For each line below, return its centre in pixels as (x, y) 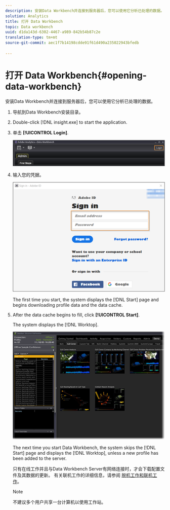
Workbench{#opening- (97, 75)
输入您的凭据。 (28, 174)
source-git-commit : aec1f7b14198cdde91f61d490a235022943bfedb (72, 43)
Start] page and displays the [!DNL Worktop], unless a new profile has (85, 453)
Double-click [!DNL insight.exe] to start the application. (70, 122)
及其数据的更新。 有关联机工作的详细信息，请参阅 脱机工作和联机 (85, 475)
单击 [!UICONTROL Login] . (40, 132)
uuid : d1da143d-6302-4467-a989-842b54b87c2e (53, 32)
